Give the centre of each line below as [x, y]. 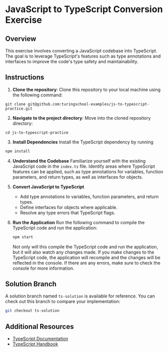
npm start [23, 237]
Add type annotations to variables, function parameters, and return [89, 196]
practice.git [19, 109]
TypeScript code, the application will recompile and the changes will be [87, 257]
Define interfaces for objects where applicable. [69, 207]
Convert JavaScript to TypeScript [48, 187]
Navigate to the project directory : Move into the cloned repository [81, 118]
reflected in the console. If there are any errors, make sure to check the [87, 263]
